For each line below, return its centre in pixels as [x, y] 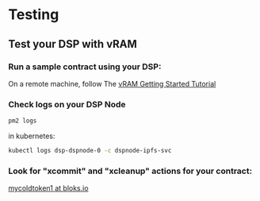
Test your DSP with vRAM [73, 44]
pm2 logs [23, 121]
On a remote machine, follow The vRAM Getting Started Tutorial [112, 83]
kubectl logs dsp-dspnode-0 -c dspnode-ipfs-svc [90, 151]
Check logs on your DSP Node [67, 104]
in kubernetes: [32, 136]
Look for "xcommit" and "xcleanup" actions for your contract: [130, 171]
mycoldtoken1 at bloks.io [48, 188]
